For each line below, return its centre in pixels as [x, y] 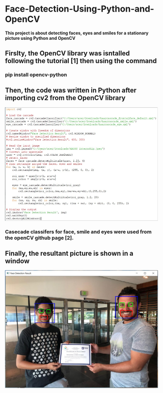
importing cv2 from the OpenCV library [65, 98]
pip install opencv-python [36, 75]
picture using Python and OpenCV [40, 38]
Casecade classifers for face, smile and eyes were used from [78, 232]
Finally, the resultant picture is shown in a [69, 254]
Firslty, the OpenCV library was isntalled [67, 54]
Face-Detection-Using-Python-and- [80, 9]
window [17, 261]
